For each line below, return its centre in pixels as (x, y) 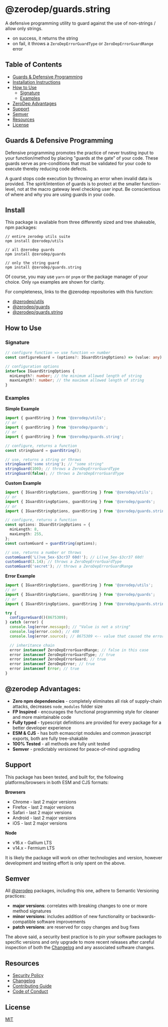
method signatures (32, 911)
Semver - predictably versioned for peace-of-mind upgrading (76, 749)
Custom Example (23, 483)
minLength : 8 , (24, 530)
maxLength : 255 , (26, 534)
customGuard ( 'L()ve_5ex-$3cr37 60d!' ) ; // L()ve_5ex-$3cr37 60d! (74, 557)
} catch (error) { (24, 622)
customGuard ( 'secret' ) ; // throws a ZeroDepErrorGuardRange (69, 566)
